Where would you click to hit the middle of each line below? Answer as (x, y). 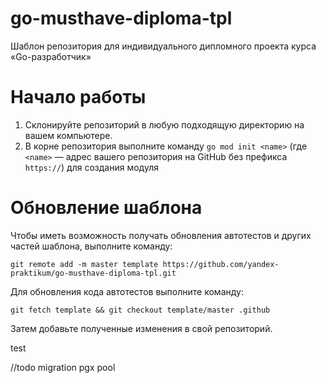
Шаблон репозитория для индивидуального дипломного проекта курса (163, 46)
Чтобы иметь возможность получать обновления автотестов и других (161, 235)
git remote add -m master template (84, 264)
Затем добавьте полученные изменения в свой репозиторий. (141, 328)
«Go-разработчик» (51, 56)
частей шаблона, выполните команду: (91, 246)
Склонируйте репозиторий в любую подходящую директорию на (164, 124)
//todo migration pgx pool (63, 367)
